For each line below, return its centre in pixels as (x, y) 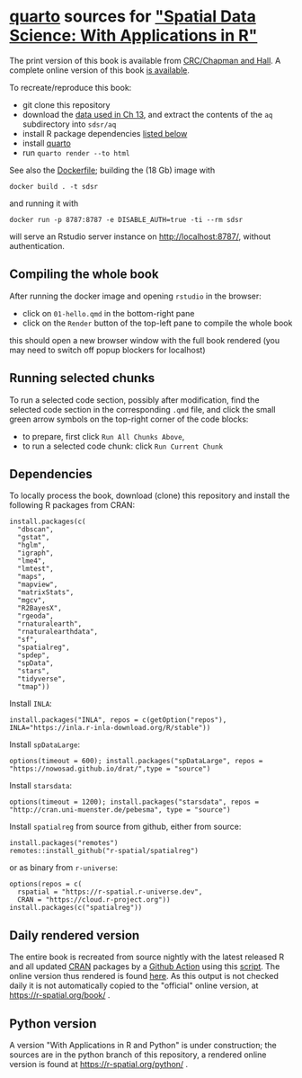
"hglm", (32, 546)
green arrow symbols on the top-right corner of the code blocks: (129, 419)
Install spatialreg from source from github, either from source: (125, 827)
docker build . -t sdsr (54, 186)
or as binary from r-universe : (64, 868)
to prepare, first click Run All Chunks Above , (103, 436)
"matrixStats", (46, 592)
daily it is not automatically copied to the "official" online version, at (134, 985)
